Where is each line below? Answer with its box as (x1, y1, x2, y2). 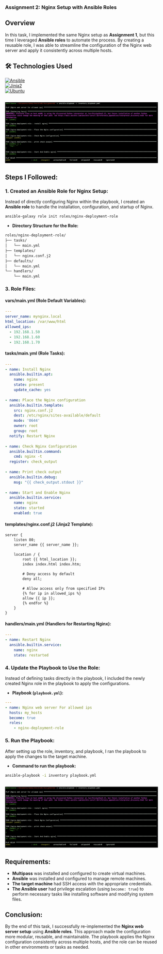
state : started (14, 505, 45, 510)
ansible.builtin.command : (9, 449, 62, 454)
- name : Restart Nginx (5, 637, 51, 642)
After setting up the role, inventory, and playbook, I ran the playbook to (5, 748, 147, 754)
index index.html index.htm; (22, 562, 81, 567)
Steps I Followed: (5, 173, 58, 182)
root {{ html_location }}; (22, 557, 77, 562)
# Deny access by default (22, 572, 75, 577)
